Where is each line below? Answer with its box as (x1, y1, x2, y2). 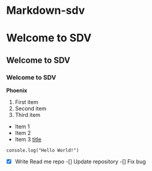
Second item (14, 105, 47, 112)
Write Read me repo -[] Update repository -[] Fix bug (14, 158, 146, 166)
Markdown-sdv (6, 4, 85, 17)
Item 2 (14, 129, 31, 137)
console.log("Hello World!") (6, 148, 79, 154)
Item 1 (14, 123, 30, 130)
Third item (14, 111, 41, 119)
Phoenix (6, 87, 28, 94)
